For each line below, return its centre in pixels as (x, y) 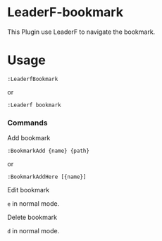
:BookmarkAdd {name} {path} (49, 151)
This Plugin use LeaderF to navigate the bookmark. (81, 32)
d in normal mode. (33, 231)
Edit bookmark (29, 190)
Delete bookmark (32, 217)
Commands (27, 123)
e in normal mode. (33, 204)
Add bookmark (29, 138)
